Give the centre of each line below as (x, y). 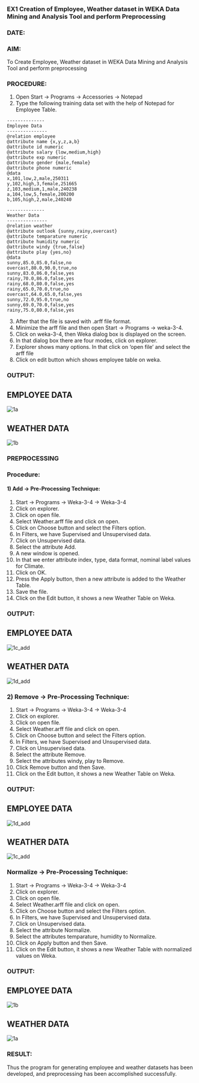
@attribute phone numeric (39, 168)
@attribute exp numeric (37, 158)
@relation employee (31, 137)
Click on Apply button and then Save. (61, 943)
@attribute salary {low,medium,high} (54, 152)
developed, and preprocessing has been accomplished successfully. (92, 1073)
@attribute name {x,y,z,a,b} (43, 142)
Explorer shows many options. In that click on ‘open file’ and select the (103, 347)
